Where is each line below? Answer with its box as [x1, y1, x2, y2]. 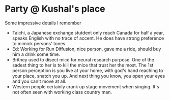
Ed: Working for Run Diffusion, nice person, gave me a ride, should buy [12, 46, 161, 52]
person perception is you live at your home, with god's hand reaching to [12, 67, 163, 74]
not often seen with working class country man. [12, 89, 112, 95]
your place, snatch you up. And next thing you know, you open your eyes [12, 73, 165, 79]
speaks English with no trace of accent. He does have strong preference [12, 35, 164, 41]
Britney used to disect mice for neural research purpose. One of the [12, 56, 155, 62]
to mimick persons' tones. [12, 40, 67, 46]
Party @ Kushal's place [5, 3, 105, 15]
